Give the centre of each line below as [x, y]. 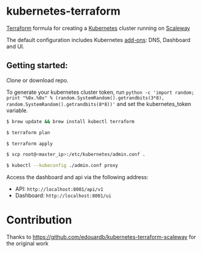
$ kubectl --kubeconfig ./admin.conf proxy [62, 166]
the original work [27, 244]
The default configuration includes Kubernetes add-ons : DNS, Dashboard [98, 40]
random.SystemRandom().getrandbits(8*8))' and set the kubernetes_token [99, 104]
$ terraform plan [28, 132]
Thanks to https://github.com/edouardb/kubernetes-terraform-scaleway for [101, 237]
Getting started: [37, 66]
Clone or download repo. [37, 80]
